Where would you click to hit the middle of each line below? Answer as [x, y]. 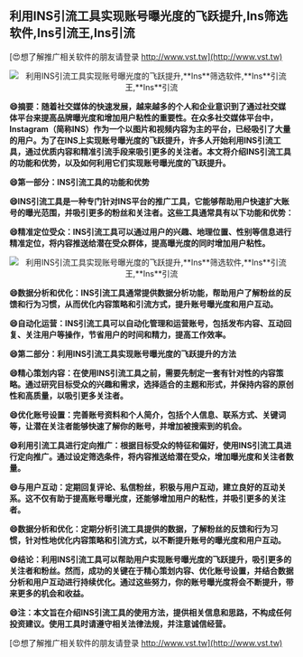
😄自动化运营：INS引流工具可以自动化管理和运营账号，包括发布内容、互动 [147, 323]
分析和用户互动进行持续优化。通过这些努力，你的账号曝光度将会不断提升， [147, 582]
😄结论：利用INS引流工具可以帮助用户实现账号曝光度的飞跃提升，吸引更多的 [151, 559]
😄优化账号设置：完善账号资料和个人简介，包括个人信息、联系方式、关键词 [148, 415]
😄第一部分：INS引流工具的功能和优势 [80, 182]
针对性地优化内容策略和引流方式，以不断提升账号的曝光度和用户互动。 [155, 540]
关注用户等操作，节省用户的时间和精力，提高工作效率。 [128, 334]
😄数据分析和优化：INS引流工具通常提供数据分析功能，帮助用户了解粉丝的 [147, 293]
